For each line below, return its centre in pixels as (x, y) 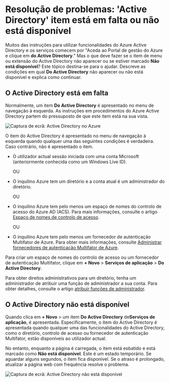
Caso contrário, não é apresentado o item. (49, 146)
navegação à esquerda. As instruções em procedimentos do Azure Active (82, 110)
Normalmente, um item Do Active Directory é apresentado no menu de (79, 105)
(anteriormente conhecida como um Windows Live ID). (70, 162)
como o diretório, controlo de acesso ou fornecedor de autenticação (77, 333)
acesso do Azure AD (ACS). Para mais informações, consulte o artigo (85, 212)
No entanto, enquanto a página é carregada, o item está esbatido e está (80, 348)
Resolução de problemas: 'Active (76, 9)
